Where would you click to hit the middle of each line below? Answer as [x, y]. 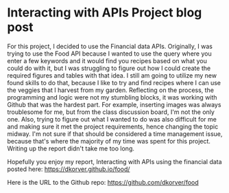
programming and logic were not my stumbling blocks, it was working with [112, 97]
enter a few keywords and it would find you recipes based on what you [107, 60]
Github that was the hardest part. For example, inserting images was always [114, 104]
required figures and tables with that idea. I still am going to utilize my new [112, 75]
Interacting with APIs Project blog [105, 13]
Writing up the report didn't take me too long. [71, 148]
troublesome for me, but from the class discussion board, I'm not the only [111, 112]
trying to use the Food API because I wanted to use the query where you [109, 54]
